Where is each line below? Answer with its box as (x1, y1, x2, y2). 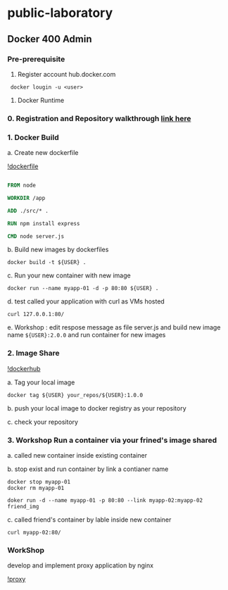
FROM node (7, 182, 37, 189)
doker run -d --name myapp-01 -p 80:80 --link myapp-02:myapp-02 (7, 497, 203, 504)
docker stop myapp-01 (7, 479, 71, 486)
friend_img (7, 503, 39, 510)
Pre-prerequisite (7, 54, 65, 64)
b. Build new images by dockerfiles (7, 245, 109, 254)
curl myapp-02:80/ (7, 529, 61, 536)
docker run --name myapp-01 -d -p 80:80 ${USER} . (7, 285, 159, 292)
